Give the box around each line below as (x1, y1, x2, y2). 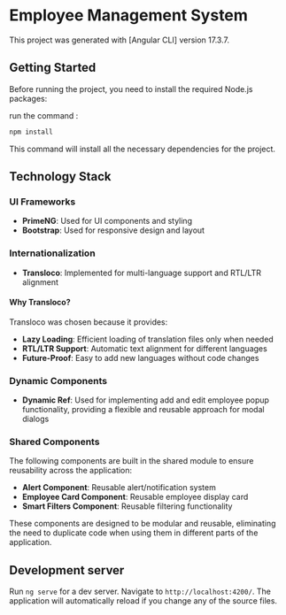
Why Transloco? (9, 297, 71, 308)
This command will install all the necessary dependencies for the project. (9, 143, 276, 154)
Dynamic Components (9, 374, 108, 387)
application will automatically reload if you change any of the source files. (9, 596, 277, 606)
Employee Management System (9, 5, 248, 26)
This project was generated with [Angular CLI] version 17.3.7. (9, 35, 230, 45)
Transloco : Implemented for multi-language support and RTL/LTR (21, 267, 262, 278)
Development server (9, 563, 125, 578)
